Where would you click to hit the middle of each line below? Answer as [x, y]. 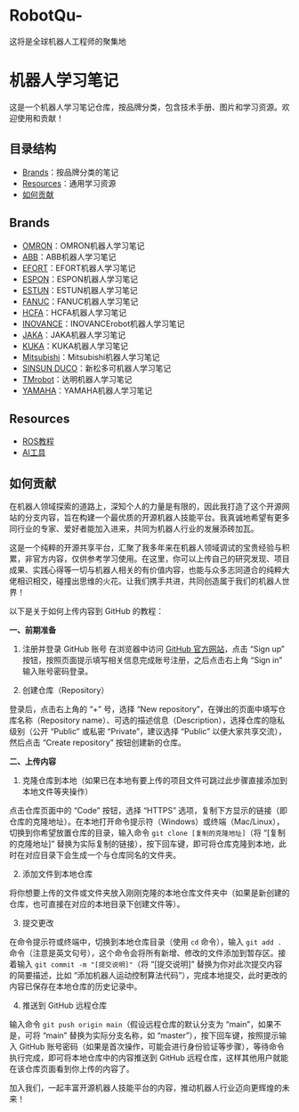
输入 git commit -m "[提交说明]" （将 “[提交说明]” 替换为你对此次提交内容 [149, 964]
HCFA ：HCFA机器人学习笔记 [74, 312]
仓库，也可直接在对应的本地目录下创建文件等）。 [97, 904]
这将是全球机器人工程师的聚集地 [68, 41]
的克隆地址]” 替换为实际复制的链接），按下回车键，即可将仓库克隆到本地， [144, 844]
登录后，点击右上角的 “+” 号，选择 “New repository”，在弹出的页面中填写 [144, 709]
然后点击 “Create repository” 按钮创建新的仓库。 [98, 743]
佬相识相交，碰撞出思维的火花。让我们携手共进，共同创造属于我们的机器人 [145, 581]
